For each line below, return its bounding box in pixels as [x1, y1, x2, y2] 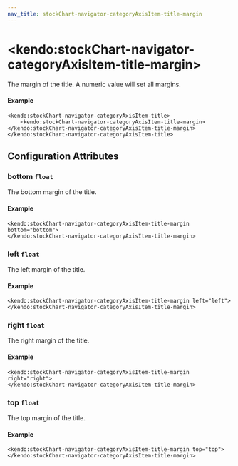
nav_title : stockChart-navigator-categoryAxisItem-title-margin [7, 10, 202, 18]
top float [7, 397, 40, 407]
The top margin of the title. [7, 413, 86, 422]
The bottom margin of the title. [7, 188, 97, 196]
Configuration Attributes [7, 151, 119, 163]
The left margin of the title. [7, 265, 86, 273]
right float [7, 320, 45, 330]
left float [7, 249, 40, 259]
